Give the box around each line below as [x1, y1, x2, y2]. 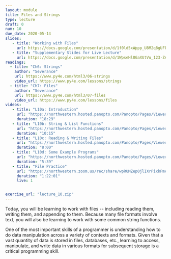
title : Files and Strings [5, 12, 60, 17]
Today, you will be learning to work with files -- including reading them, [5, 206, 155, 212]
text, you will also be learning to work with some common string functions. [5, 217, 161, 222]
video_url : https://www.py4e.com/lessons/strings [14, 79, 122, 84]
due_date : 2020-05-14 [5, 31, 51, 36]
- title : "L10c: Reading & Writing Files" [12, 136, 103, 141]
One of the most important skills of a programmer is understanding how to [5, 226, 161, 232]
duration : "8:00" [16, 145, 53, 150]
